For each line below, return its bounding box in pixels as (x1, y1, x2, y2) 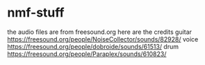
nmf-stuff (7, 5, 65, 21)
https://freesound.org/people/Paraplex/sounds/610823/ (7, 50, 167, 58)
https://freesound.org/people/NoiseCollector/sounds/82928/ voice (7, 35, 199, 43)
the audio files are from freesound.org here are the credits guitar (7, 28, 192, 36)
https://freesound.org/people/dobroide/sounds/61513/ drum (7, 42, 179, 50)
